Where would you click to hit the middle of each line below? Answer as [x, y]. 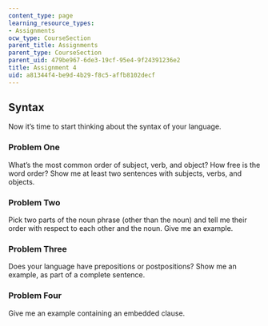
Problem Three [38, 248]
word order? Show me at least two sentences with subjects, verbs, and [125, 173]
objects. [22, 181]
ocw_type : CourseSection [50, 38]
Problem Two [34, 202]
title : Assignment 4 [43, 68]
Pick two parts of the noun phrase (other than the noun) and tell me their [128, 220]
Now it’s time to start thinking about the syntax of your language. [115, 127]
